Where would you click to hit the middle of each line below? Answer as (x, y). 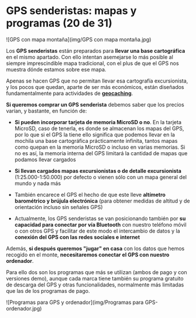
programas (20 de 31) (59, 23)
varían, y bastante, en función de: (47, 111)
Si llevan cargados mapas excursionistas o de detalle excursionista (98, 170)
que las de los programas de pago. (48, 290)
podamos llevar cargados (45, 159)
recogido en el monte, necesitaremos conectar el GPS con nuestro (88, 254)
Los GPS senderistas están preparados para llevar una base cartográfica (96, 50)
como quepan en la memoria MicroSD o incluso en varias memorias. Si (100, 147)
